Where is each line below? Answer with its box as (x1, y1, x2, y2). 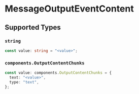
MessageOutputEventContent (5, 3, 134, 15)
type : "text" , (9, 79, 39, 84)
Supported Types (5, 23, 61, 32)
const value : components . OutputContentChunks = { (5, 70, 112, 75)
